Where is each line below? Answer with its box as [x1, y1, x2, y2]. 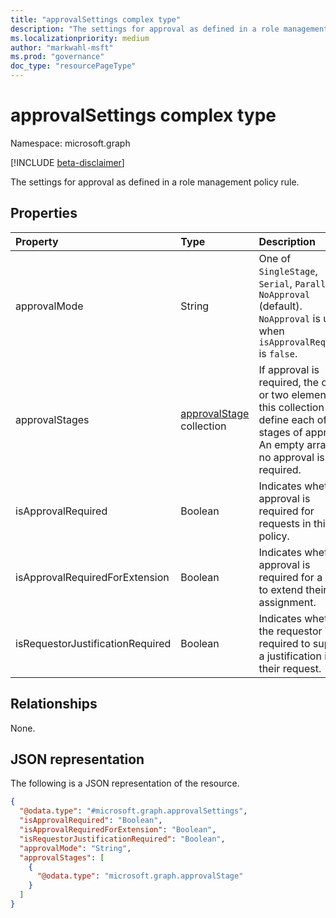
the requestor [258, 624, 323, 638]
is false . [258, 346, 298, 360]
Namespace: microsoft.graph [10, 137, 131, 149]
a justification [258, 649, 322, 663]
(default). [258, 299, 303, 313]
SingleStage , [258, 264, 318, 278]
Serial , [258, 276, 293, 290]
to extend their [258, 582, 328, 596]
